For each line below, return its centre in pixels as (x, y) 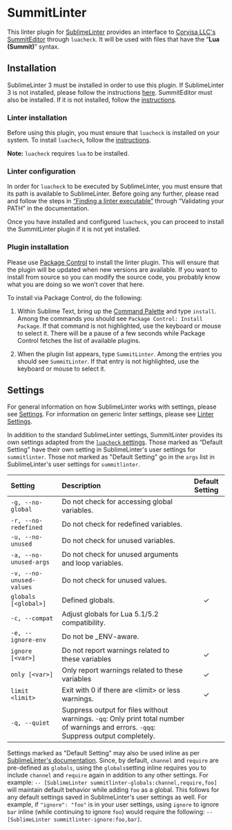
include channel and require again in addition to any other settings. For (108, 775)
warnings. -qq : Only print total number (123, 719)
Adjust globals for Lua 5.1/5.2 (110, 614)
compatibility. (84, 622)
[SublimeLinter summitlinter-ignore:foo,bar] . (75, 819)
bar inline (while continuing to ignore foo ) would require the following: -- (110, 812)
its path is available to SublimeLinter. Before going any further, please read (113, 194)
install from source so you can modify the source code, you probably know (114, 277)
